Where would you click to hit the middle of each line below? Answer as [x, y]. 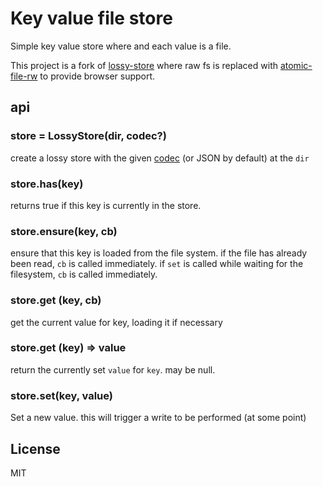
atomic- [296, 65]
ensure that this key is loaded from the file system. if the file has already [159, 253]
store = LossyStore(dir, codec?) [88, 136]
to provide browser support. [97, 76]
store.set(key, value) [61, 395]
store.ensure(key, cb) [64, 231]
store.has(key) [47, 184]
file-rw [24, 76]
